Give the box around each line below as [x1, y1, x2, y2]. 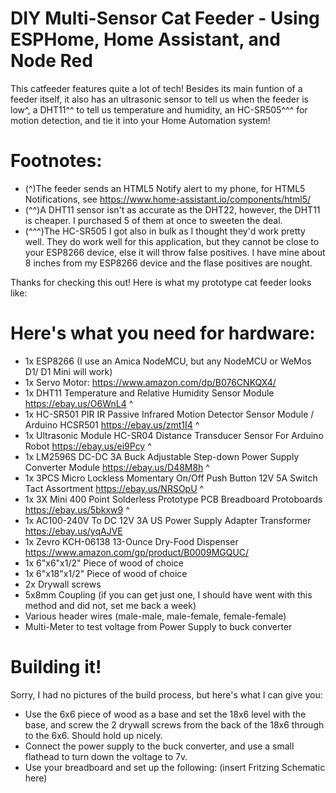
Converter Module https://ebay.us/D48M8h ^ [24, 461, 210, 473]
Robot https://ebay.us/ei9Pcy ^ [24, 440, 152, 452]
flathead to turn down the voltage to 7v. [24, 750, 188, 762]
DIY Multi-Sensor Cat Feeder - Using [10, 7, 320, 30]
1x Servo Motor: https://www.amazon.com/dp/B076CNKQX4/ [24, 376, 277, 388]
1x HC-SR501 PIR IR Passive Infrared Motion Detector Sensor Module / [24, 408, 315, 420]
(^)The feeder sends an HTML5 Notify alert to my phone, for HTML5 [24, 182, 306, 194]
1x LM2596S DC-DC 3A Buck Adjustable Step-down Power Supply [24, 450, 300, 462]
